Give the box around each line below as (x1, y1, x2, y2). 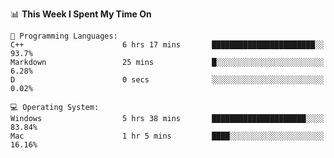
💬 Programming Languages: (10, 31, 118, 41)
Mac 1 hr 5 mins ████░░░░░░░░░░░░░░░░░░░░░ (10, 131, 325, 141)
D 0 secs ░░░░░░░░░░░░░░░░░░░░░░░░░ (10, 75, 325, 85)
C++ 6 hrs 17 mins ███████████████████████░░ (10, 40, 325, 50)
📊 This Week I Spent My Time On (10, 8, 152, 20)
